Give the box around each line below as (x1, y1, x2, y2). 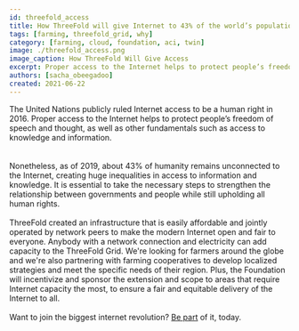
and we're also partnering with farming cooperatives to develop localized (9, 254, 278, 265)
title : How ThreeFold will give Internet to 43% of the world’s (9, 21, 253, 30)
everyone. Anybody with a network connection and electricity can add (9, 236, 267, 246)
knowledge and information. (9, 132, 113, 142)
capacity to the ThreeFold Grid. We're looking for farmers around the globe (9, 246, 285, 256)
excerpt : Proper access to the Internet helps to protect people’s (9, 63, 265, 72)
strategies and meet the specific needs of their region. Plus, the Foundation (9, 264, 286, 275)
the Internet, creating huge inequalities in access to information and (9, 170, 257, 181)
